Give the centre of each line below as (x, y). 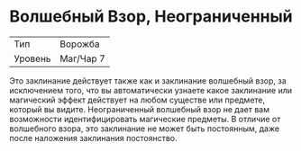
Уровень (32, 58)
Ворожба (80, 44)
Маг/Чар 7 (82, 58)
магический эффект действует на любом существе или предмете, (137, 100)
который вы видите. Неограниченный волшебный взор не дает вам (140, 109)
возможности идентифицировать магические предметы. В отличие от (145, 119)
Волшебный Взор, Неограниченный (151, 17)
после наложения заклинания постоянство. (93, 138)
